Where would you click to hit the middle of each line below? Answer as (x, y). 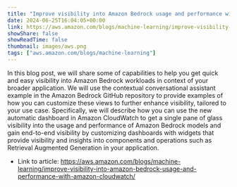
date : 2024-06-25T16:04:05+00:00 (56, 20)
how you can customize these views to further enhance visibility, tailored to (117, 103)
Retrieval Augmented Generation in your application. (83, 148)
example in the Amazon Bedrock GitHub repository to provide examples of (115, 95)
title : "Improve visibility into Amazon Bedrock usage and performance (115, 14)
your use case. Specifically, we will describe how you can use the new (110, 110)
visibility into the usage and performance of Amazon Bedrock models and (114, 125)
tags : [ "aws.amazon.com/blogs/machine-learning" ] (82, 53)
